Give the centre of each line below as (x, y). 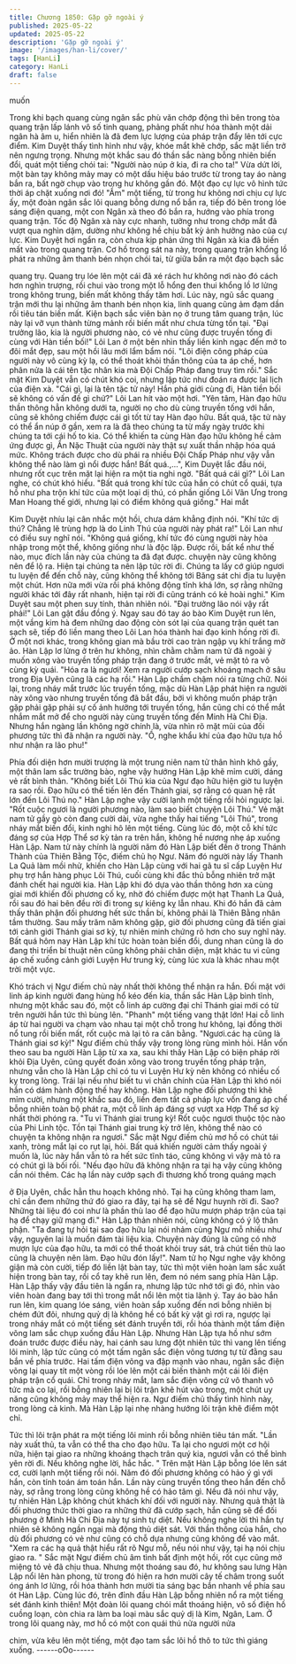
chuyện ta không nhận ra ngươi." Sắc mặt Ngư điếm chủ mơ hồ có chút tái (144, 1137)
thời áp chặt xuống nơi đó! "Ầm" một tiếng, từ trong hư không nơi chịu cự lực (148, 192)
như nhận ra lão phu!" (49, 744)
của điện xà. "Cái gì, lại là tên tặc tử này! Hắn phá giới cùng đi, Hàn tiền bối (145, 389)
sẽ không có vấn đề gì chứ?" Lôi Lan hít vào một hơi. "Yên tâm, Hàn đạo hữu (148, 398)
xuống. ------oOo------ (52, 1650)
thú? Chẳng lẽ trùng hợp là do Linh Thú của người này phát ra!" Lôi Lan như (146, 528)
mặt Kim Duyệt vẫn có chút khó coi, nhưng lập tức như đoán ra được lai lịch (146, 379)
